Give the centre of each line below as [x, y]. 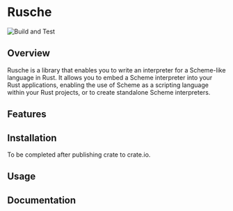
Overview [29, 53]
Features [27, 115]
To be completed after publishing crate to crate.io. [79, 155]
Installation [32, 138]
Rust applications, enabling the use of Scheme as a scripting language [108, 85]
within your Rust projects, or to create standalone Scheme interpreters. [109, 92]
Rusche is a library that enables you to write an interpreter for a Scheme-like [116, 70]
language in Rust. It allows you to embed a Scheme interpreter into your [110, 77]
